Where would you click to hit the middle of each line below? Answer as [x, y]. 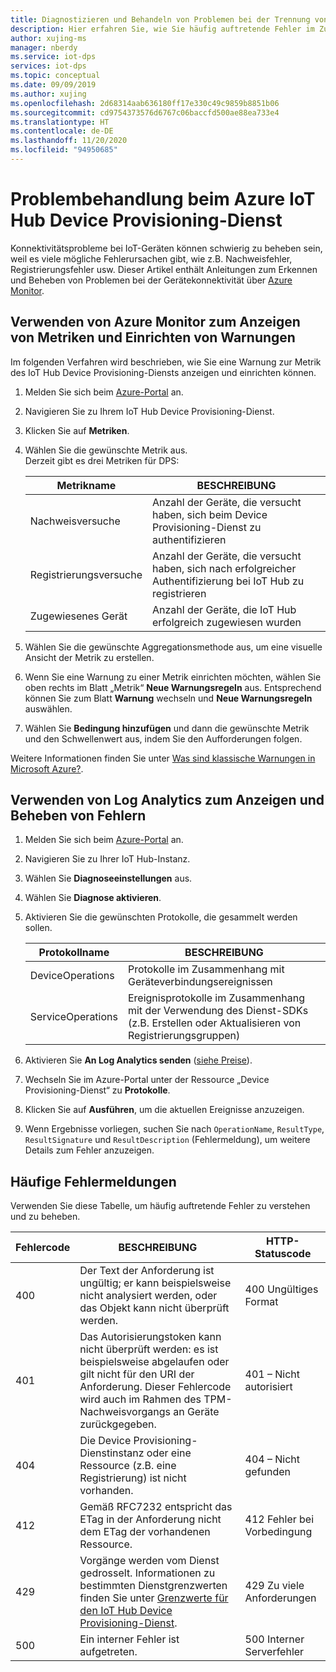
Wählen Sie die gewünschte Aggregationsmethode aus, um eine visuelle [173, 647]
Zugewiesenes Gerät [78, 616]
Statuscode [283, 1254]
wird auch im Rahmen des [140, 1399]
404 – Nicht [272, 1459]
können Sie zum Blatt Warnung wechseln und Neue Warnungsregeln [168, 698]
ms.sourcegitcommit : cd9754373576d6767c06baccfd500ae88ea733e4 [145, 112]
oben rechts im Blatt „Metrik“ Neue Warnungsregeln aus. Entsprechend [173, 687]
